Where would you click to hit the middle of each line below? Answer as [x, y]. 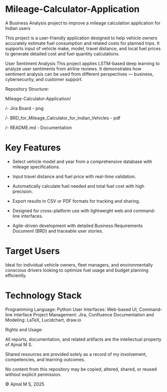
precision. [23, 191]
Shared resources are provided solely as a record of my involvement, [76, 354]
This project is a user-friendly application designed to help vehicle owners [81, 38]
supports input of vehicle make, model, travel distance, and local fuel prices [83, 48]
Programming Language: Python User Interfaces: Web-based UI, [72, 309]
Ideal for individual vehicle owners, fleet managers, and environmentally [79, 264]
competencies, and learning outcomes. [45, 359]
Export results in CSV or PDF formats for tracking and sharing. [76, 201]
